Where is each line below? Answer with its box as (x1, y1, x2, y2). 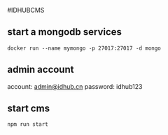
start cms (7, 103, 50, 115)
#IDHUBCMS (7, 6, 45, 14)
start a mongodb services (7, 26, 122, 38)
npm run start (7, 121, 49, 128)
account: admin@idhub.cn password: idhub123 (7, 82, 143, 90)
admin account (7, 64, 74, 76)
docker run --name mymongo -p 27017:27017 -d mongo (7, 45, 161, 52)
